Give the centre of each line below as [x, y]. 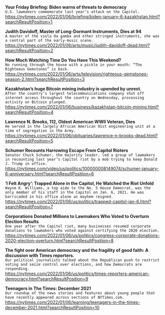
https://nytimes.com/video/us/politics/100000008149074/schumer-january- [82, 169]
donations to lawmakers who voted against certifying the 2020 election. [82, 231]
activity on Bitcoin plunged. [36, 102]
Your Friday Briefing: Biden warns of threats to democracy [66, 7]
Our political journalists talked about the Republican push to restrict [82, 260]
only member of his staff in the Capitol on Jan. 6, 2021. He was [75, 192]
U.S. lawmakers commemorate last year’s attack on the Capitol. [72, 12]
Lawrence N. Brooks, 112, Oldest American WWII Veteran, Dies [70, 122]
